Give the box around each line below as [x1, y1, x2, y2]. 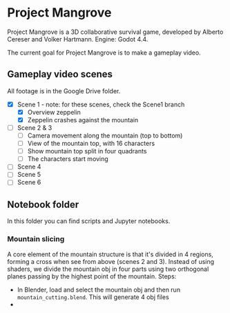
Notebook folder [7, 198, 79, 210]
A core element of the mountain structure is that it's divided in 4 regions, [7, 250, 214, 258]
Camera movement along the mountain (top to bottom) [27, 131, 183, 140]
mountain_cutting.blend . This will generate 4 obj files [17, 292, 169, 301]
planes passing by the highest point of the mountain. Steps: [7, 272, 177, 281]
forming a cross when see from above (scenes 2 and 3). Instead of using [7, 257, 215, 265]
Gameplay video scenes [7, 68, 113, 80]
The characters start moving [27, 155, 108, 163]
